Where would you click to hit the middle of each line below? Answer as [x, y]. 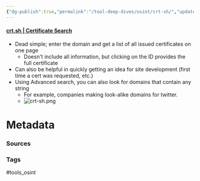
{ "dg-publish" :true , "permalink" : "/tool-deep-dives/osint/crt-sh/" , [92, 12]
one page [26, 50]
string [22, 88]
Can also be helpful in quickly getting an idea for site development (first [102, 69]
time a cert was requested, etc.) [54, 76]
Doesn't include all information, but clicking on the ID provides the [104, 57]
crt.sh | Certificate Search [39, 31]
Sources [18, 143]
